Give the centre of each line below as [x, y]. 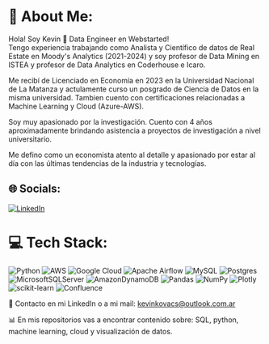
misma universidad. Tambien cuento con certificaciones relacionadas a [127, 97]
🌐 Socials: [35, 189]
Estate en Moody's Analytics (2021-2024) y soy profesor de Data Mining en [134, 56]
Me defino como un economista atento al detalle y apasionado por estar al [132, 155]
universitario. [30, 139]
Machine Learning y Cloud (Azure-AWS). [76, 106]
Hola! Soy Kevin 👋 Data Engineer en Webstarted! [89, 39]
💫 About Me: [51, 17]
